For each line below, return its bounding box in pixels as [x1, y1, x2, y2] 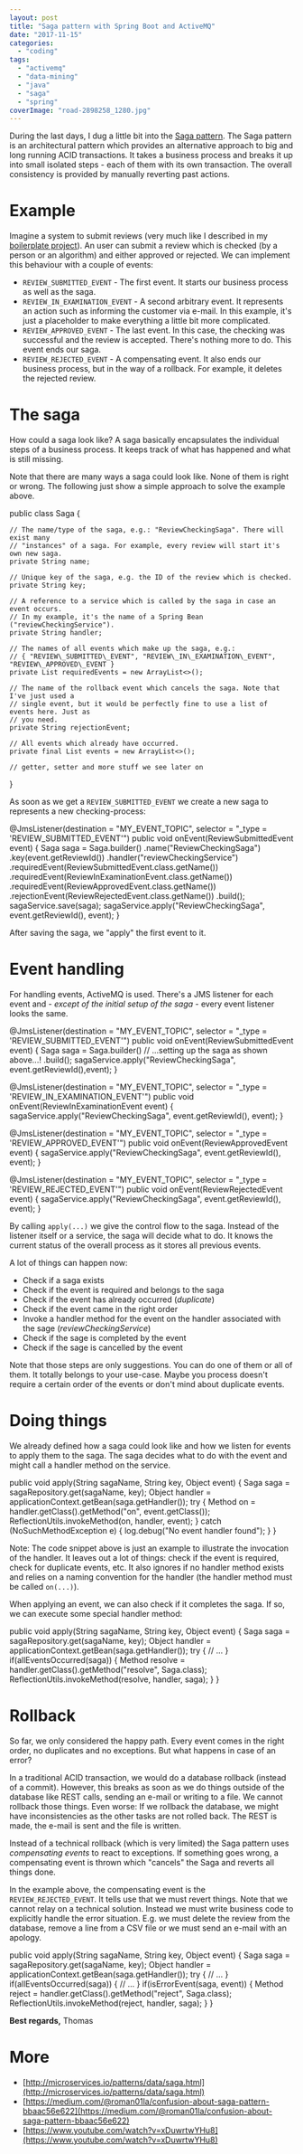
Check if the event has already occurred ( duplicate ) [22, 1294, 215, 1305]
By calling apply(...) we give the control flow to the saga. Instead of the [9, 1221, 280, 1232]
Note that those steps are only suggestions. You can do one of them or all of [9, 1360, 293, 1371]
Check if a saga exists [22, 1275, 106, 1286]
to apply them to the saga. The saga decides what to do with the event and [9, 1450, 288, 1460]
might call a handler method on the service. [9, 1460, 171, 1470]
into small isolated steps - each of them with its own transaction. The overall [9, 159, 293, 170]
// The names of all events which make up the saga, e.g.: [9, 644, 236, 654]
